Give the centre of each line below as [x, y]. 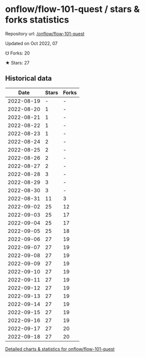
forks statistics [37, 20]
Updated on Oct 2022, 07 [31, 43]
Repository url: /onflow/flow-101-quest [45, 33]
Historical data [28, 78]
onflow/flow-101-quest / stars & [72, 9]
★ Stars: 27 [17, 62]
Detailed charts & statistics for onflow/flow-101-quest [60, 349]
